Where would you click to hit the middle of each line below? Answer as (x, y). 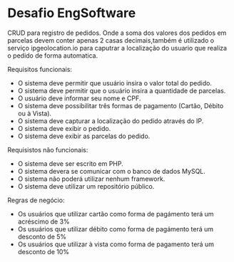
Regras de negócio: (36, 200)
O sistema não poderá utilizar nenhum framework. (91, 179)
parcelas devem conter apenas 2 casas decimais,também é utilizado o (111, 40)
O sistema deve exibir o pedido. (64, 128)
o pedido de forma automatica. (53, 56)
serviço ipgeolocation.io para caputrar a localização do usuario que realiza (117, 48)
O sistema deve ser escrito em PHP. (70, 163)
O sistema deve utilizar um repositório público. (86, 186)
